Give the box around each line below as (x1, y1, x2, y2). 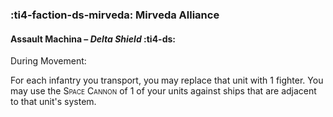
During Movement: (10, 55, 87, 67)
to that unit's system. (10, 96, 97, 108)
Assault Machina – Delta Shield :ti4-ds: (10, 33, 177, 45)
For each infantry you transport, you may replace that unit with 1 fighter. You (10, 74, 324, 87)
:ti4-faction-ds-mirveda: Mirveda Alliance (10, 8, 220, 22)
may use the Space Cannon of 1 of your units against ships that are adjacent (10, 85, 317, 97)
